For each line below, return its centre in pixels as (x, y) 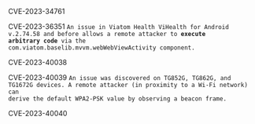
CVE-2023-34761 (37, 11)
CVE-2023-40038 (38, 62)
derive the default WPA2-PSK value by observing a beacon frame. (117, 99)
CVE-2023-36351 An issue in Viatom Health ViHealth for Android (119, 26)
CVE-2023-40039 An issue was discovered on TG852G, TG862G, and (120, 77)
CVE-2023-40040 (38, 113)
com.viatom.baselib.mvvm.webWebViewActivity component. (102, 48)
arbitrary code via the (47, 41)
